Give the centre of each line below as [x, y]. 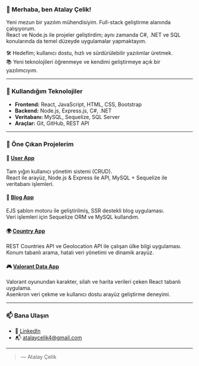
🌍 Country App [26, 231]
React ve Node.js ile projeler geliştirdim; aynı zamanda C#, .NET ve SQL [93, 35]
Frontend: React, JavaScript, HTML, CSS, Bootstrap [78, 104]
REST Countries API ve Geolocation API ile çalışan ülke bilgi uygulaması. [94, 246]
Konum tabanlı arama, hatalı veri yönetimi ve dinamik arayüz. [80, 253]
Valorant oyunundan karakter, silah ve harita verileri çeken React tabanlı [94, 282]
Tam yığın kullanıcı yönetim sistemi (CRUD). [59, 171]
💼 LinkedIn [28, 330]
